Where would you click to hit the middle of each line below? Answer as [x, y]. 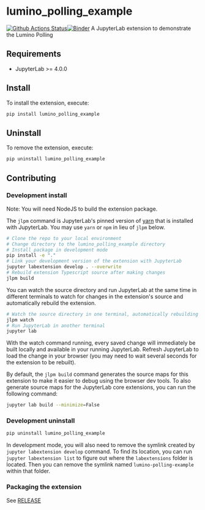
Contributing [31, 178]
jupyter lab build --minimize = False [53, 405]
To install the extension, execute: [48, 103]
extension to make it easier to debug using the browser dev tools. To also [99, 381]
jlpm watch [20, 320]
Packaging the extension [44, 487]
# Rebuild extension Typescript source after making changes [86, 273]
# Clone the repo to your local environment [64, 238]
